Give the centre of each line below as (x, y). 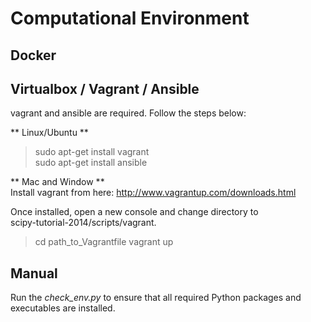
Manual (34, 273)
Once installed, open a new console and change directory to (134, 212)
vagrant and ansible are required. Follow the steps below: (128, 113)
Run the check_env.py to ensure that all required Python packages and (156, 298)
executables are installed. (63, 308)
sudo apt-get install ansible (91, 163)
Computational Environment (130, 18)
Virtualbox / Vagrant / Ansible (105, 88)
